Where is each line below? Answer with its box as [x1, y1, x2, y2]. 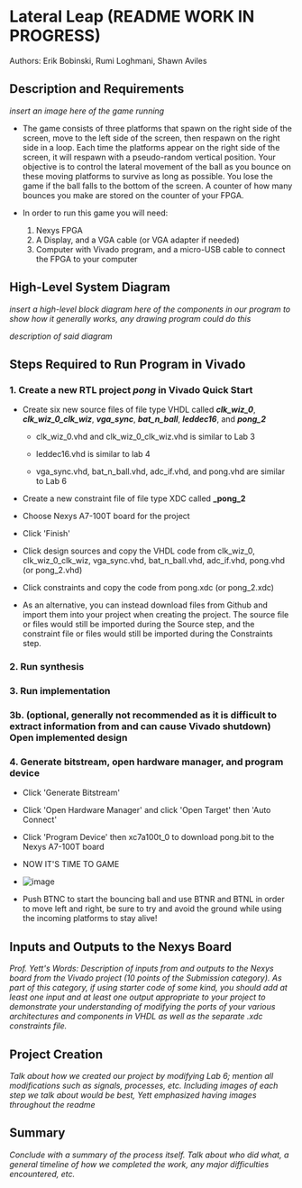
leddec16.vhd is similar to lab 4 [35, 449, 151, 460]
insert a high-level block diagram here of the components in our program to [9, 304, 291, 315]
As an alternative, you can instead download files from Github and [22, 599, 269, 610]
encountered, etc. [9, 1168, 76, 1179]
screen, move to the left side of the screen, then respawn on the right [22, 133, 281, 143]
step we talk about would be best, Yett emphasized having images [9, 1089, 257, 1101]
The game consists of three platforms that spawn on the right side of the [22, 123, 293, 133]
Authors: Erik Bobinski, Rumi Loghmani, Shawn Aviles [9, 55, 207, 66]
